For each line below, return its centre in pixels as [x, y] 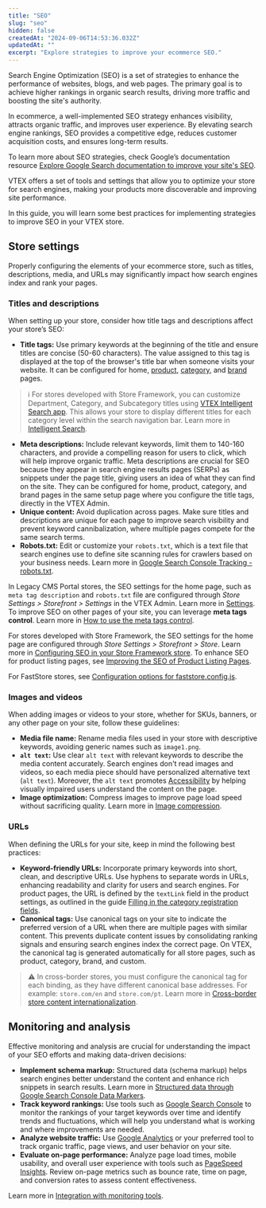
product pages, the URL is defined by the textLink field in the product [134, 893]
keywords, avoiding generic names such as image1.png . [110, 747]
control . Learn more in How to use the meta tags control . [101, 620]
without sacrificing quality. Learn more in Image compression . [121, 806]
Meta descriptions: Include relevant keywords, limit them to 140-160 [132, 444]
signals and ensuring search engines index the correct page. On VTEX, [136, 944]
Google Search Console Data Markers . [83, 1095]
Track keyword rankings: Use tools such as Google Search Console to [135, 1104]
